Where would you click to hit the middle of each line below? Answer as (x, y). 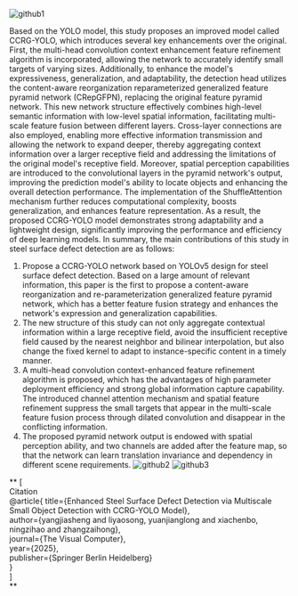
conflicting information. (65, 427)
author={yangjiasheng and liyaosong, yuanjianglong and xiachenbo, (134, 520)
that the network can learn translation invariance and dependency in (147, 455)
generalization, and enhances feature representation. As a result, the (135, 211)
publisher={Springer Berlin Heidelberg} (81, 558)
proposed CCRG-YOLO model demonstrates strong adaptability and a (137, 220)
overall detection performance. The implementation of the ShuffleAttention (146, 192)
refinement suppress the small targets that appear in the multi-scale (146, 408)
